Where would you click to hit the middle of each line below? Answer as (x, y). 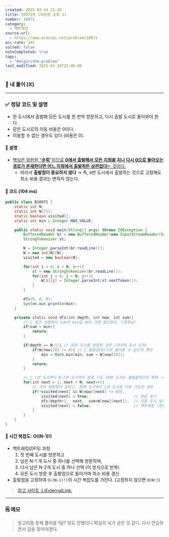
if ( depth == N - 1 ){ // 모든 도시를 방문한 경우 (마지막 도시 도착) (85, 345)
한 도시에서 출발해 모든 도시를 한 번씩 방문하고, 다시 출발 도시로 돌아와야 (83, 117)
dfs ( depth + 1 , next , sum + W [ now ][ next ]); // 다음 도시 (99, 401)
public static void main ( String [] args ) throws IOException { (81, 230)
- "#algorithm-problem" (34, 61)
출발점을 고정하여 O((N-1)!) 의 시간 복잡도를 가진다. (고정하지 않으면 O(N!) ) (86, 480)
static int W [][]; (33, 211)
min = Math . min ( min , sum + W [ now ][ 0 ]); (83, 355)
